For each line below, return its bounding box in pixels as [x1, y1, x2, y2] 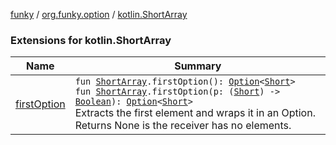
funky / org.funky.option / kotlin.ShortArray [10, 9, 188, 20]
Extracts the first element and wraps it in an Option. [74, 106, 316, 120]
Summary [174, 59, 222, 73]
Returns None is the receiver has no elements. [74, 119, 292, 133]
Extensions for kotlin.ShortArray [10, 33, 172, 47]
